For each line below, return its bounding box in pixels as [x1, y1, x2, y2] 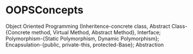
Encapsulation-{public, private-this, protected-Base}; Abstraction [5, 41, 164, 48]
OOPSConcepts [5, 3, 84, 17]
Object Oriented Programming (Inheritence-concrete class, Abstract [5, 23, 171, 30]
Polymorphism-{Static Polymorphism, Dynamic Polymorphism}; [5, 35, 159, 42]
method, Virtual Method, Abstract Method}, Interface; [31, 28, 161, 35]
